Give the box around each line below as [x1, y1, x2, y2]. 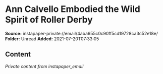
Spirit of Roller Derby [5, 14, 93, 25]
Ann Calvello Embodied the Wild [5, 3, 140, 15]
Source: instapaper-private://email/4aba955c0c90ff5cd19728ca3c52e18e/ [5, 30, 158, 36]
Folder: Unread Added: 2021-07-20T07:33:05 [5, 36, 99, 42]
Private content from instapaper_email [5, 63, 84, 69]
